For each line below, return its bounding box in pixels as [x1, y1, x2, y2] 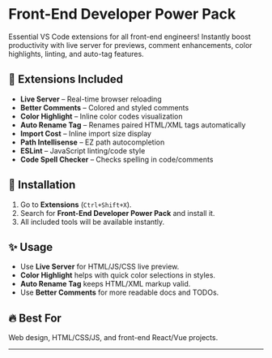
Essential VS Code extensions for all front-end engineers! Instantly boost [8, 32, 251, 41]
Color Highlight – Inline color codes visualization [19, 111, 183, 121]
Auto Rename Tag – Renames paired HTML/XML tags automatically [19, 119, 246, 130]
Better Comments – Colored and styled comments [19, 102, 189, 112]
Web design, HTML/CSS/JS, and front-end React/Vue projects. [8, 333, 219, 343]
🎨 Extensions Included [8, 72, 124, 86]
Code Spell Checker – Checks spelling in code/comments [19, 154, 214, 164]
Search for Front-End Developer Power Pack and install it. [19, 208, 215, 218]
